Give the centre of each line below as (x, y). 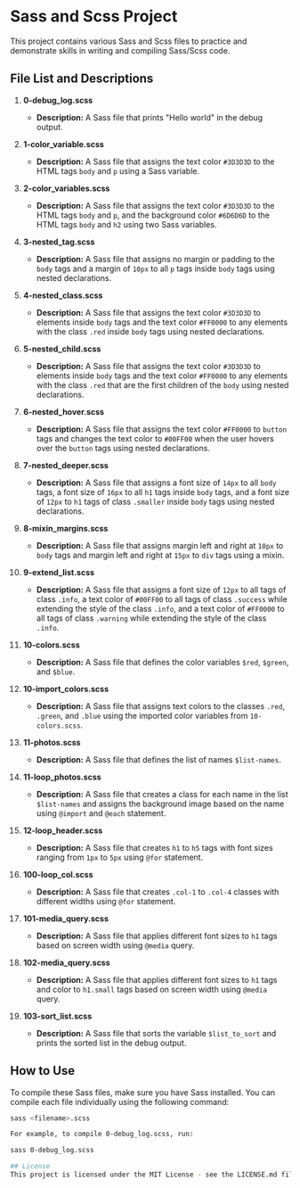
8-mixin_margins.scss (65, 528)
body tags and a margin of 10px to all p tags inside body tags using (155, 268)
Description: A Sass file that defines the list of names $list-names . (158, 759)
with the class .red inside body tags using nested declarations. (150, 331)
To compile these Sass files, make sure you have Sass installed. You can (143, 1092)
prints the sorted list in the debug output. (111, 1043)
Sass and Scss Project (94, 16)
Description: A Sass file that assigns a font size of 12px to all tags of (161, 590)
